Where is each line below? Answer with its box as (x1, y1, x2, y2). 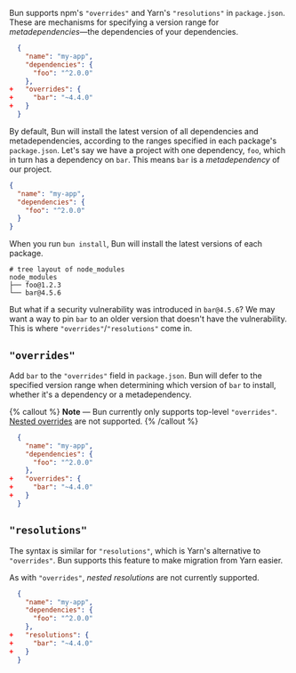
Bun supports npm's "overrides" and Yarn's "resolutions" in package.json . (9, 8, 286, 18)
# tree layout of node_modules (9, 265, 125, 274)
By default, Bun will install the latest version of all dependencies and (9, 126, 259, 136)
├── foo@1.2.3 (9, 280, 62, 290)
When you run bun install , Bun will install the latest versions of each (9, 239, 263, 249)
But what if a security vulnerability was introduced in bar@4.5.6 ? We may (9, 304, 276, 315)
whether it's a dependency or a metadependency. (9, 389, 192, 400)
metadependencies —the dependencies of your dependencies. (9, 27, 238, 36)
